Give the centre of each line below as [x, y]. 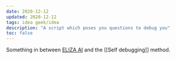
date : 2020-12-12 [27, 11]
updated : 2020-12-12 [32, 17]
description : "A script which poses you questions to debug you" [88, 28]
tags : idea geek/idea [33, 22]
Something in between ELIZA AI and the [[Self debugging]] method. [88, 50]
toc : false [19, 33]
